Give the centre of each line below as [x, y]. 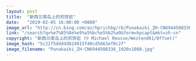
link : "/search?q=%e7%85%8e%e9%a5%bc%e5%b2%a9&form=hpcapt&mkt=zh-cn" [94, 33]
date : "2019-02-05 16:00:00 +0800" [52, 22]
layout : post [22, 11]
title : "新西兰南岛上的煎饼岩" [41, 17]
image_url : [19, 28]
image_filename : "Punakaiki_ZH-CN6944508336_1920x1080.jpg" [81, 49]
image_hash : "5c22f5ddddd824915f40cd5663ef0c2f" [66, 44]
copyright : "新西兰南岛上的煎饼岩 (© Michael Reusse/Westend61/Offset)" [92, 38]
